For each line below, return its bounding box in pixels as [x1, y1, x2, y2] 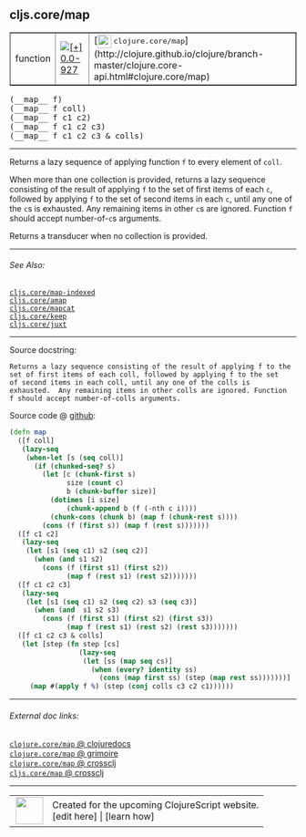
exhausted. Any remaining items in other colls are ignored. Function [9, 387, 287, 396]
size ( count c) [66, 479, 125, 488]
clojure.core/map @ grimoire [9, 748, 118, 759]
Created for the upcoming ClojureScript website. [52, 799, 260, 811]
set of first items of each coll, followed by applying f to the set [9, 370, 280, 379]
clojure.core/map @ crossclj [9, 758, 117, 769]
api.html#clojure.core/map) [94, 70, 210, 83]
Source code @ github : [9, 410, 97, 421]
